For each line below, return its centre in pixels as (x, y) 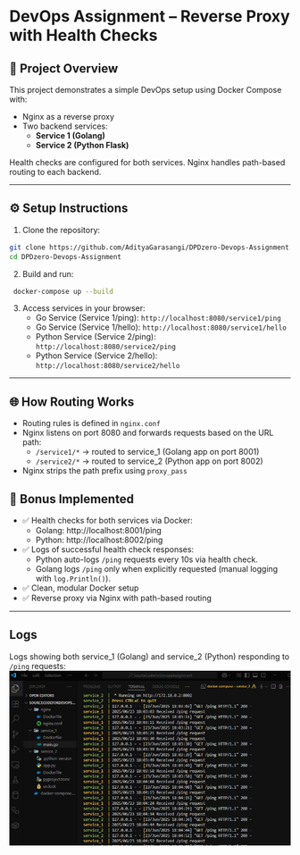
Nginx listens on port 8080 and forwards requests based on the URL (148, 433)
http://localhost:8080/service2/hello (108, 366)
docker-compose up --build (63, 291)
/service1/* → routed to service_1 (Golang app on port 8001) (147, 452)
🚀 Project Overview (64, 68)
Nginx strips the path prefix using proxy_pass (104, 471)
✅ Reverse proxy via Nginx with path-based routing (117, 598)
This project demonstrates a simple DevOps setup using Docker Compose (146, 90)
